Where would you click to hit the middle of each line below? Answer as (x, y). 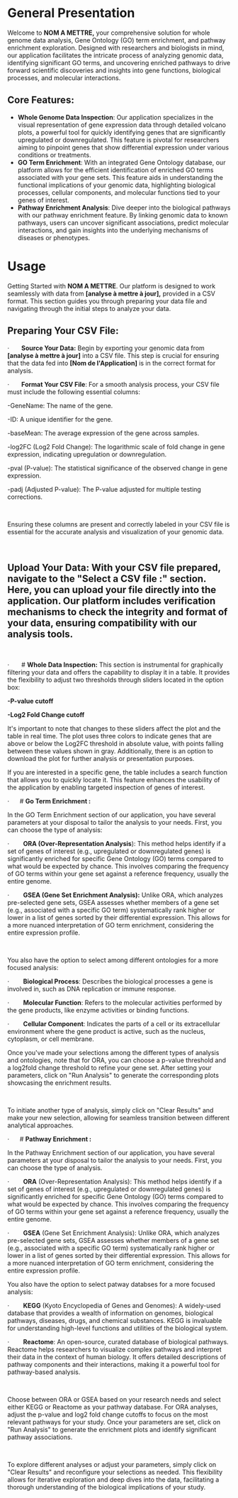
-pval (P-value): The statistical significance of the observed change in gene (118, 468)
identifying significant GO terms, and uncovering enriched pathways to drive (119, 62)
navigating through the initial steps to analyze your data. (89, 308)
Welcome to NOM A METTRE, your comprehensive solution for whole (109, 33)
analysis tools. (40, 634)
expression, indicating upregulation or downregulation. (87, 454)
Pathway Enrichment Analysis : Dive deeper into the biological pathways (124, 208)
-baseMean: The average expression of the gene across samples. (103, 433)
